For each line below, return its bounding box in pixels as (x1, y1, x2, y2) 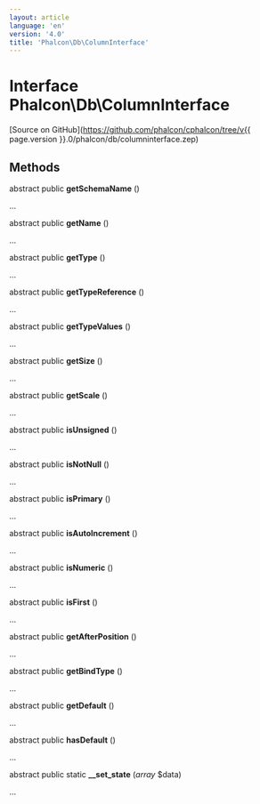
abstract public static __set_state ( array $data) (9, 769, 183, 779)
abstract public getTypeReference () (9, 286, 145, 297)
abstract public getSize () (9, 356, 103, 366)
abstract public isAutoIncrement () (9, 528, 138, 538)
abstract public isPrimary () (9, 494, 111, 503)
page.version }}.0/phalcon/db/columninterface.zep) (9, 134, 199, 145)
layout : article (9, 12, 69, 22)
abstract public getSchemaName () (9, 183, 140, 194)
